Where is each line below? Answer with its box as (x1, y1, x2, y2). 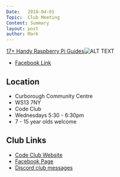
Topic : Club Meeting (6, 14, 60, 20)
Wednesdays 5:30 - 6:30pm (14, 112, 85, 119)
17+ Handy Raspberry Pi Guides (6, 47, 85, 55)
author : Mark (6, 31, 39, 37)
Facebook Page (14, 157, 54, 165)
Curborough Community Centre (14, 92, 93, 100)
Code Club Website (14, 151, 63, 158)
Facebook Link (14, 59, 51, 67)
